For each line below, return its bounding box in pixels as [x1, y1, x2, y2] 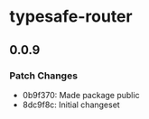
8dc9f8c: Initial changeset [22, 99, 120, 110]
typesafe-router [9, 6, 133, 27]
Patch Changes [9, 69, 79, 82]
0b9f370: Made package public [22, 89, 140, 100]
